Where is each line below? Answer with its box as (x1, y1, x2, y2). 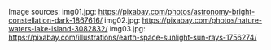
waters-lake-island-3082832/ (8, 24, 108, 33)
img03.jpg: (109, 24, 146, 33)
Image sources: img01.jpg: (8, 7, 97, 16)
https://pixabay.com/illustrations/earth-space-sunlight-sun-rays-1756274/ (8, 32, 258, 42)
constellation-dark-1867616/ (8, 15, 103, 25)
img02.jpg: (104, 15, 141, 25)
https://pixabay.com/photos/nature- (142, 15, 263, 25)
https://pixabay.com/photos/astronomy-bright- (98, 7, 256, 16)
